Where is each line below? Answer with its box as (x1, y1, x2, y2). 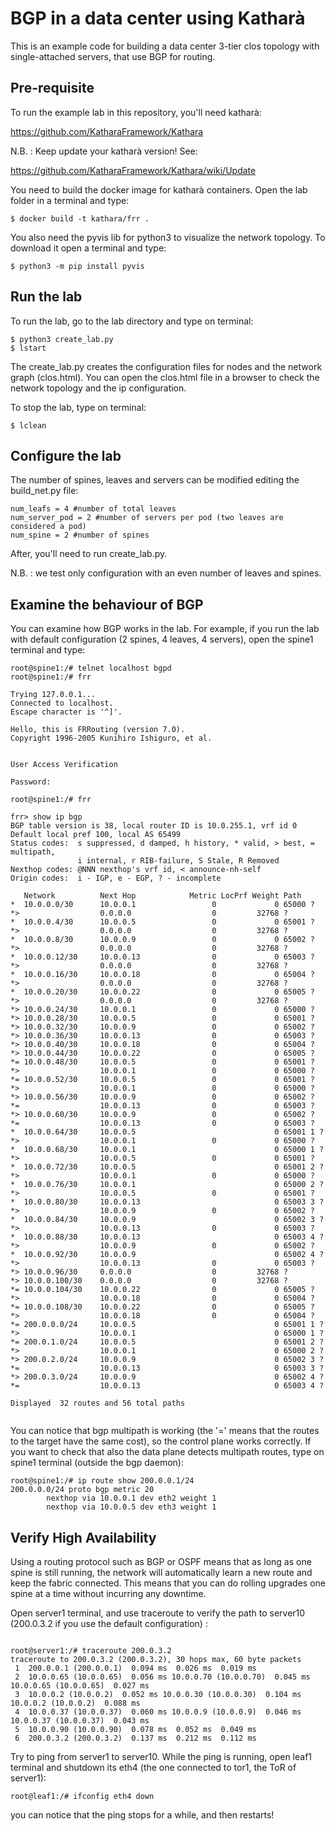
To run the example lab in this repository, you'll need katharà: (10, 106, 262, 118)
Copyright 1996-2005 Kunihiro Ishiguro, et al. (10, 733, 213, 744)
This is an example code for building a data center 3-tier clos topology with (10, 40, 320, 52)
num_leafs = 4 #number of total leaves (10, 504, 177, 514)
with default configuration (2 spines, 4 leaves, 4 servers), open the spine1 (10, 633, 314, 646)
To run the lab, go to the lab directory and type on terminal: (10, 315, 254, 327)
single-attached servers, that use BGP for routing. (10, 50, 216, 62)
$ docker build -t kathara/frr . (10, 213, 150, 224)
